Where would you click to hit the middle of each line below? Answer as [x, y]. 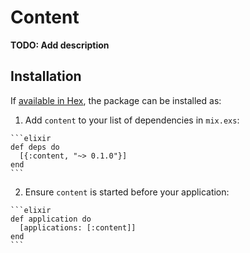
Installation [46, 76]
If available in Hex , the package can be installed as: [116, 100]
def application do [51, 219]
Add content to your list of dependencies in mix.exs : [132, 120]
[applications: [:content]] [78, 227]
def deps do [35, 147]
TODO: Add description [60, 45]
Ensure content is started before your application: [127, 192]
